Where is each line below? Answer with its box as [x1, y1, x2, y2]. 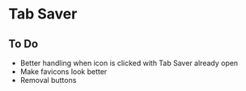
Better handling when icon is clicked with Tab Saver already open [19, 58, 239, 68]
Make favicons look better [19, 67, 108, 77]
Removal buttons [19, 76, 77, 85]
